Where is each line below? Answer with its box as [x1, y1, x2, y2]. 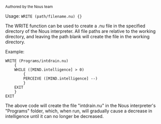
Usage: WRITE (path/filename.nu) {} [5, 13, 82, 19]
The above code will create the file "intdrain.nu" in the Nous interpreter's [5, 103, 156, 108]
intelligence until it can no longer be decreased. [5, 113, 104, 119]
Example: [5, 49, 25, 54]
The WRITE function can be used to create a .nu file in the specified [5, 23, 146, 29]
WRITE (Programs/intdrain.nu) [5, 58, 69, 64]
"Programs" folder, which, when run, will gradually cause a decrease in [5, 108, 152, 114]
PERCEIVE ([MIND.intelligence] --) [23, 76, 98, 81]
